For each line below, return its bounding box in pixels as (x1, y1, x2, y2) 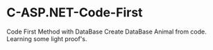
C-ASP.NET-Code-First (6, 5, 143, 21)
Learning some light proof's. (6, 34, 87, 42)
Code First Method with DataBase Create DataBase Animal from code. (6, 27, 207, 36)
